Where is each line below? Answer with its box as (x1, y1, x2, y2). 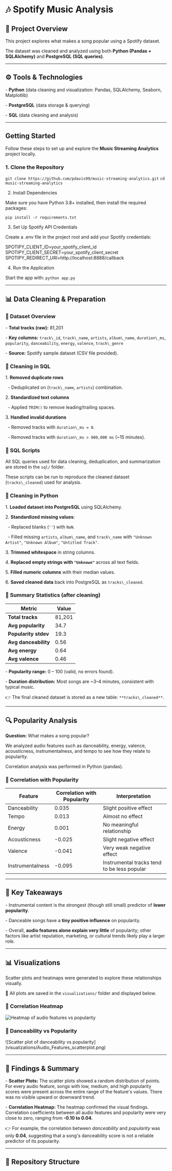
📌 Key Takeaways (5, 888, 63, 897)
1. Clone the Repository (5, 163, 64, 170)
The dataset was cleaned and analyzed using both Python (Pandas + (5, 48, 152, 54)
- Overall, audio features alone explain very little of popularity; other (5, 927, 152, 933)
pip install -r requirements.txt (5, 214, 77, 220)
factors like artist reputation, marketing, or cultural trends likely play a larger (5, 932, 165, 939)
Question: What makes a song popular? (5, 732, 90, 738)
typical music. (5, 684, 35, 690)
